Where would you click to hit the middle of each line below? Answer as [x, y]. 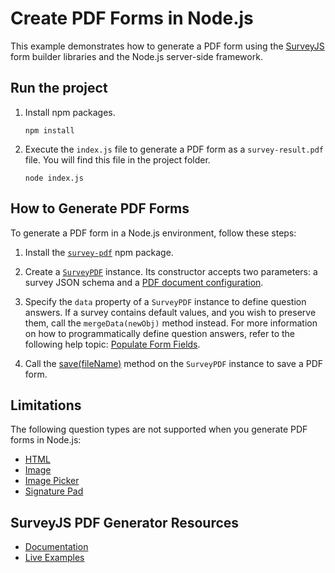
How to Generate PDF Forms [100, 208]
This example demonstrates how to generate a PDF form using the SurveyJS [167, 46]
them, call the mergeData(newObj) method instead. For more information [171, 323]
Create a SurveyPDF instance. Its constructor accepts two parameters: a [171, 271]
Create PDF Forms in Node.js [132, 18]
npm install [49, 130]
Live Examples [54, 558]
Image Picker [52, 481]
